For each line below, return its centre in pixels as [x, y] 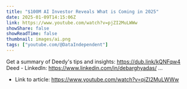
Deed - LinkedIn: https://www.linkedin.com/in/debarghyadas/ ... [85, 68]
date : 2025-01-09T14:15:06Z [41, 17]
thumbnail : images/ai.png [38, 39]
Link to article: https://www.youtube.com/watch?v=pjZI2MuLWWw [97, 79]
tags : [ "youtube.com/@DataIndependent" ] [57, 45]
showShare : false [28, 28]
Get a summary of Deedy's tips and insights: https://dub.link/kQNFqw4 [93, 61]
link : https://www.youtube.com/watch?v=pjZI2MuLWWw [72, 23]
